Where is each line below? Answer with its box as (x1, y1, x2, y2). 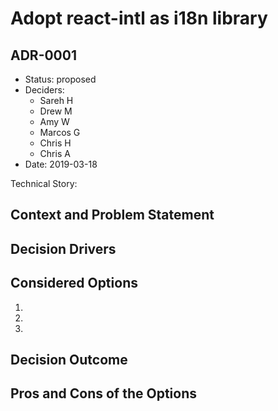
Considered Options (10, 275, 138, 292)
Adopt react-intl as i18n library (10, 7, 268, 30)
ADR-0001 (10, 47, 77, 64)
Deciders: (24, 84, 65, 96)
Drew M (39, 105, 73, 117)
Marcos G (39, 127, 81, 138)
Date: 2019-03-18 (24, 158, 98, 170)
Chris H (39, 137, 72, 149)
